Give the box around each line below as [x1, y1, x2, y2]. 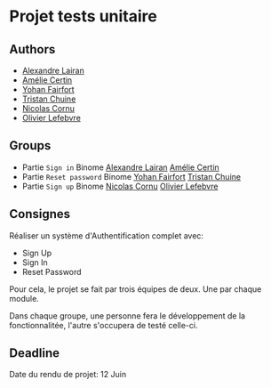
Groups [9, 138, 52, 153]
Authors [9, 42, 56, 57]
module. [9, 293, 40, 303]
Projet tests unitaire [9, 6, 157, 27]
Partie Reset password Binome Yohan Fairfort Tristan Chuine [21, 171, 242, 182]
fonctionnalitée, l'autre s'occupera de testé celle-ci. [9, 319, 198, 330]
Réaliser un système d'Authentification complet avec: [9, 230, 204, 241]
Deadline [9, 345, 60, 361]
